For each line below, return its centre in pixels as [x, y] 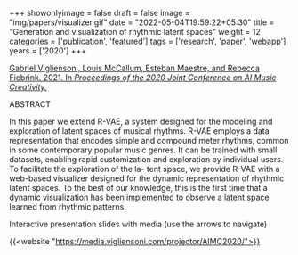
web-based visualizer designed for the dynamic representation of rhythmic [147, 178]
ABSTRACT [30, 104]
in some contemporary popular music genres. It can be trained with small [143, 150]
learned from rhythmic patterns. [68, 207]
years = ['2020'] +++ [48, 51]
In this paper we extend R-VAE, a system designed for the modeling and [141, 121]
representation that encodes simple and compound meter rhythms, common [149, 140]
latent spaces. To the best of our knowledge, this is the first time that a [139, 188]
